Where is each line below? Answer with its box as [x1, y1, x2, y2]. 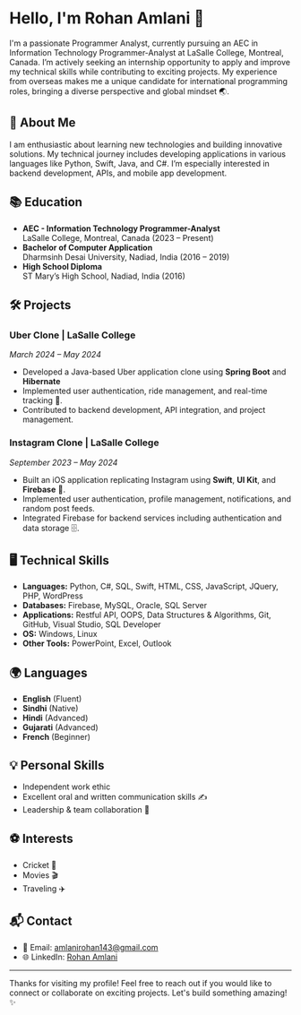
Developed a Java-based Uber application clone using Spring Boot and [21, 366, 287, 377]
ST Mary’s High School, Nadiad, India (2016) [21, 271, 185, 281]
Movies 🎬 [21, 869, 58, 881]
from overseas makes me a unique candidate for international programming [9, 75, 288, 86]
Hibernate [21, 376, 61, 387]
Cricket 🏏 [21, 859, 57, 870]
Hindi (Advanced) [21, 712, 89, 724]
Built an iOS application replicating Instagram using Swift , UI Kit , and [21, 474, 276, 485]
